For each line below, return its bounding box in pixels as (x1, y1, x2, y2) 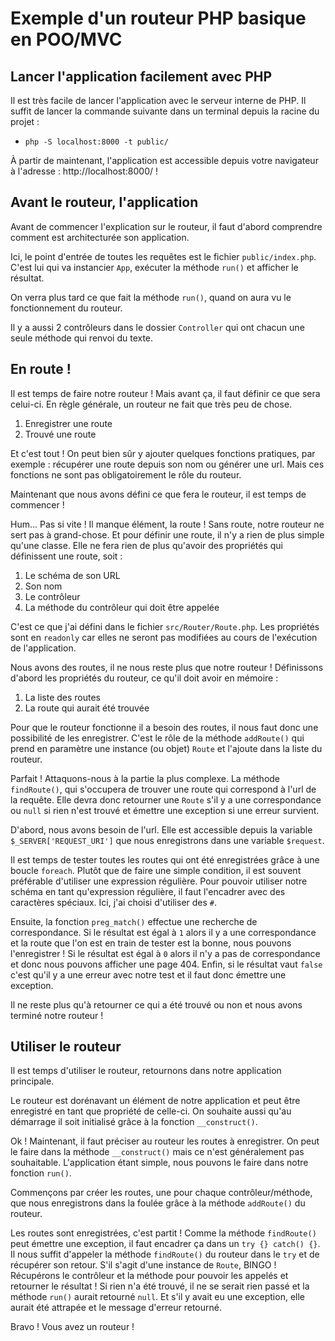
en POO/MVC (10, 28, 123, 51)
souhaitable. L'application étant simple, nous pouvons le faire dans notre (10, 1157, 309, 1169)
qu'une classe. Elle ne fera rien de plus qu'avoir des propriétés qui (10, 539, 284, 551)
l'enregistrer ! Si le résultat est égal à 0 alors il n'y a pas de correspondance (10, 947, 321, 959)
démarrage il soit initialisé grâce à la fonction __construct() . (10, 1116, 258, 1128)
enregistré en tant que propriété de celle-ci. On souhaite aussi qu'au (10, 1105, 292, 1117)
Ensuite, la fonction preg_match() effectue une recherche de (10, 915, 258, 927)
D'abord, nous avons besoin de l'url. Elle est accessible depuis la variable (10, 823, 313, 836)
